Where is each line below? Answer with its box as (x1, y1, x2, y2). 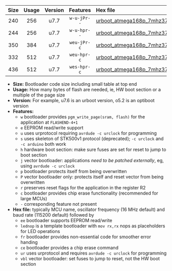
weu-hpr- (69, 52, 91, 57)
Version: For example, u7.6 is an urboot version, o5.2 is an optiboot (12, 98, 155, 103)
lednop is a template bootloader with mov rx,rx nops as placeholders (20, 223, 165, 229)
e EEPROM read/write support (20, 125, 83, 130)
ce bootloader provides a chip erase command (20, 245, 119, 250)
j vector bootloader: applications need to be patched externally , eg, (20, 158, 164, 163)
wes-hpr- (69, 64, 91, 70)
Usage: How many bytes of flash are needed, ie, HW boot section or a (12, 87, 161, 92)
